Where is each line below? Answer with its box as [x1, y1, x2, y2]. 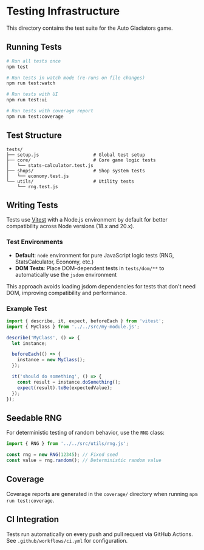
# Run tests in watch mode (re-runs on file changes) [6, 75, 146, 81]
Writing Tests [6, 200, 59, 210]
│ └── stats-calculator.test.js [6, 162, 94, 168]
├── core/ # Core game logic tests [6, 157, 156, 163]
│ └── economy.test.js [6, 173, 69, 179]
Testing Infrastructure [6, 4, 120, 18]
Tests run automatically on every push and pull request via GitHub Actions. [6, 530, 193, 538]
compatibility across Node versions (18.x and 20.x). [6, 223, 135, 230]
